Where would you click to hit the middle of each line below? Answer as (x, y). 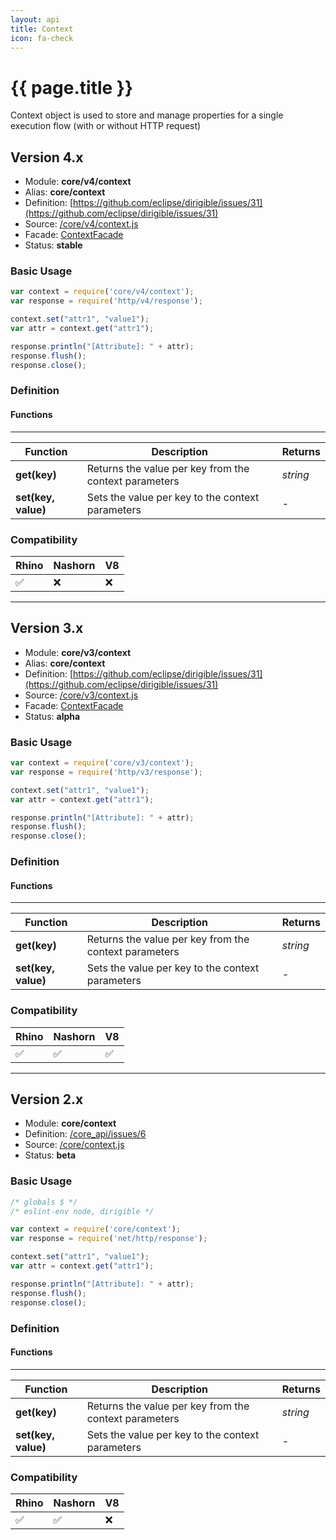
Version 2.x (47, 1099)
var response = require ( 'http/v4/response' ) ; (106, 301)
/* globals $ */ (44, 1202)
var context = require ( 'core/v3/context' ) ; (102, 763)
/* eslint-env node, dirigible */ (82, 1211)
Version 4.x (47, 157)
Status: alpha (52, 716)
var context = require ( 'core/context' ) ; (96, 1229)
